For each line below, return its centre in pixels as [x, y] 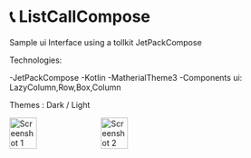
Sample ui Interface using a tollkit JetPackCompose [106, 42]
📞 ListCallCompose [80, 17]
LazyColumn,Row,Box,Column [65, 87]
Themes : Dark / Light [50, 104]
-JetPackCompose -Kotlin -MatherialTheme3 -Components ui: [126, 77]
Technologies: [36, 60]
